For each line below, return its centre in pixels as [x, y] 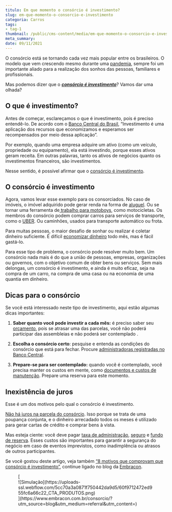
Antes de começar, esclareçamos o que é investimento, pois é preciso [79, 118]
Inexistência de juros [39, 392]
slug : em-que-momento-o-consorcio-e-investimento [59, 15]
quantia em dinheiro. [27, 279]
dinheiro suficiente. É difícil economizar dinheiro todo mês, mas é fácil [79, 237]
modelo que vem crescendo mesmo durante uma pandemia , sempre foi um [85, 63]
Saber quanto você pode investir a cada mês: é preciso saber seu [83, 323]
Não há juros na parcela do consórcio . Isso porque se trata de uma [76, 414]
